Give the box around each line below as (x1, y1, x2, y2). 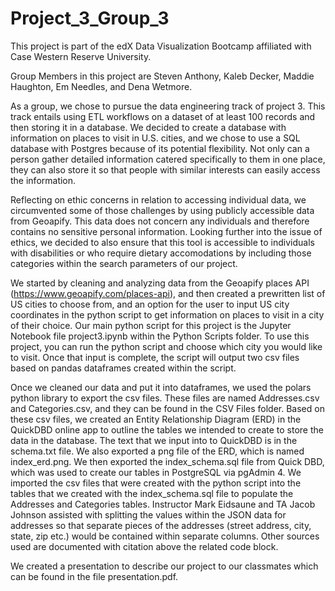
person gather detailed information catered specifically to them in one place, (10, 153, 326, 165)
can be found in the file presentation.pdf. (10, 570, 179, 582)
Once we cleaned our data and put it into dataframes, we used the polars (10, 381, 312, 393)
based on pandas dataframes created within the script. (10, 362, 237, 374)
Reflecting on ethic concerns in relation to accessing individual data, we (10, 193, 307, 206)
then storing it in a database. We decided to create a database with (10, 121, 287, 133)
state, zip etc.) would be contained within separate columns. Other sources (10, 530, 320, 542)
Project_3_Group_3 (10, 7, 170, 30)
